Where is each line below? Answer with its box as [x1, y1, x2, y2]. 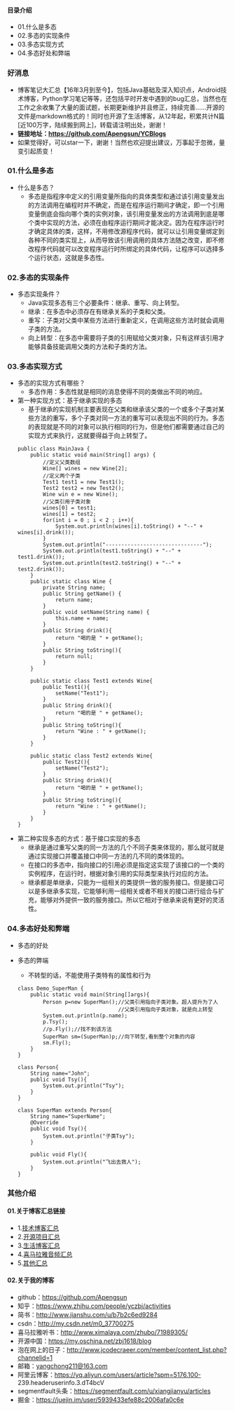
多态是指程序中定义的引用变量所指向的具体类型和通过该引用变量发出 [27, 192, 225, 200]
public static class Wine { [30, 578, 112, 585]
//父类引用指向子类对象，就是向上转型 [118, 1006, 214, 1013]
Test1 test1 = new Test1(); [43, 479, 125, 486]
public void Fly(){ [30, 1151, 88, 1158]
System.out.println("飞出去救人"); [43, 1158, 142, 1166]
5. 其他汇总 [17, 1258, 48, 1267]
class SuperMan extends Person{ [17, 1107, 112, 1114]
